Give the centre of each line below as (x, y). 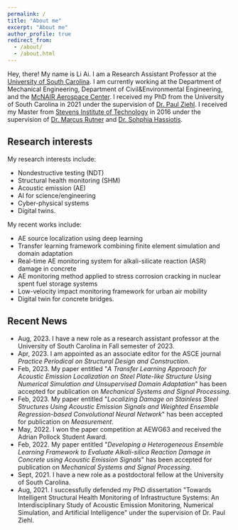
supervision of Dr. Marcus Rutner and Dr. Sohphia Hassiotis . (95, 119)
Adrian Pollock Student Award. (62, 437)
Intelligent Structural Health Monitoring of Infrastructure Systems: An (118, 497)
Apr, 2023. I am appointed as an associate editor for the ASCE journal (119, 353)
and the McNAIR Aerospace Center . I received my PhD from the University (116, 96)
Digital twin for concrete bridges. (66, 298)
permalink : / (27, 14)
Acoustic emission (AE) (52, 188)
